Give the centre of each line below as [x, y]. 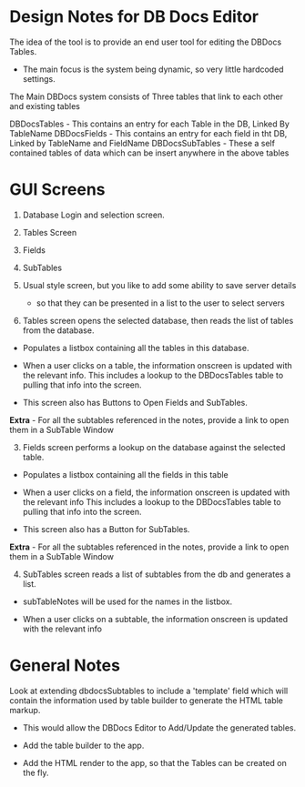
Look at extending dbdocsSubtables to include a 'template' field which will [149, 691]
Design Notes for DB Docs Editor [134, 17]
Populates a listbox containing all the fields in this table [126, 474]
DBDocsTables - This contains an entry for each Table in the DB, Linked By [149, 124]
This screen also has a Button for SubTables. [106, 529]
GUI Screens [57, 190]
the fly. [36, 772]
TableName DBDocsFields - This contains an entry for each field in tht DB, [148, 133]
